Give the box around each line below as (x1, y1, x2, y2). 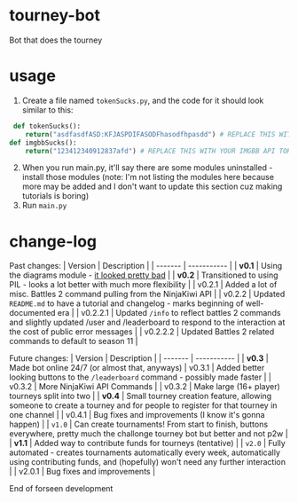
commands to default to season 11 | (9, 336, 138, 347)
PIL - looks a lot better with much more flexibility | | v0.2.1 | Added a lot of (9, 279, 278, 290)
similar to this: (21, 104, 74, 115)
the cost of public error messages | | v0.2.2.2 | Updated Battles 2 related (9, 326, 275, 337)
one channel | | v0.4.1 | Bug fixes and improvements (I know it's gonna (9, 410, 265, 420)
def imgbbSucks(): (9, 138, 77, 147)
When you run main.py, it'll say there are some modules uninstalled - (21, 162, 273, 173)
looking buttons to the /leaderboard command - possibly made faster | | (9, 372, 272, 382)
